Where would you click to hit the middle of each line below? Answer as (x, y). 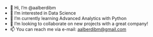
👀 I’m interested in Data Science (43, 13)
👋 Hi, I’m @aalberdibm (33, 8)
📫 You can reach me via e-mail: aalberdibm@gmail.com (68, 29)
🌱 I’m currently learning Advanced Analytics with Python (68, 18)
